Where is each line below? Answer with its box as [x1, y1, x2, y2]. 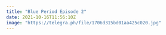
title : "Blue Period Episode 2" [6, 8, 87, 15]
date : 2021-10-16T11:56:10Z [6, 14, 76, 20]
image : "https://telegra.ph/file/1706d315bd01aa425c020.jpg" [6, 20, 162, 26]
